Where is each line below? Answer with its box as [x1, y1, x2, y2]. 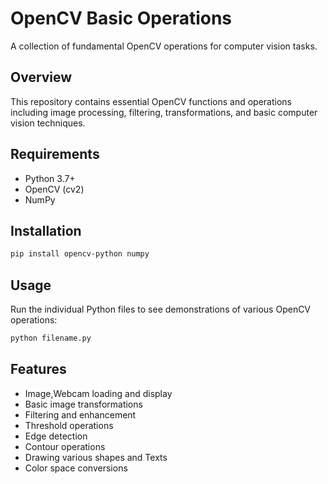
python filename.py [10, 333, 92, 344]
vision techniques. [10, 117, 86, 129]
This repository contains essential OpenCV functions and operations [10, 95, 292, 107]
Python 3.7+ [24, 172, 76, 184]
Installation [10, 222, 82, 239]
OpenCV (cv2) [24, 183, 85, 195]
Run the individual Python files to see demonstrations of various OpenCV [10, 303, 312, 316]
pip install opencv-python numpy [10, 249, 150, 259]
